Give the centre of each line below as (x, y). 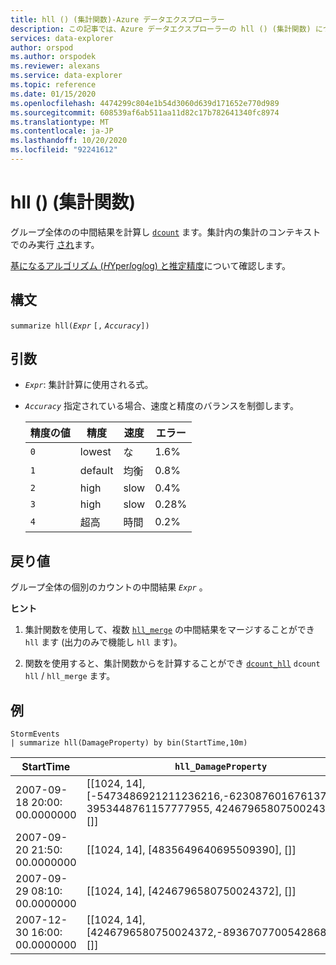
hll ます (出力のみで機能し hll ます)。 (103, 642)
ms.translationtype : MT (60, 122)
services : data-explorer (62, 38)
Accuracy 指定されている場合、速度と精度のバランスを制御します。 (161, 406)
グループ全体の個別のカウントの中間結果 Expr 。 (109, 587)
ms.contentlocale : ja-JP (62, 131)
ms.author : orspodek (53, 57)
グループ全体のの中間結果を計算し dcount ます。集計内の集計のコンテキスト (166, 232)
